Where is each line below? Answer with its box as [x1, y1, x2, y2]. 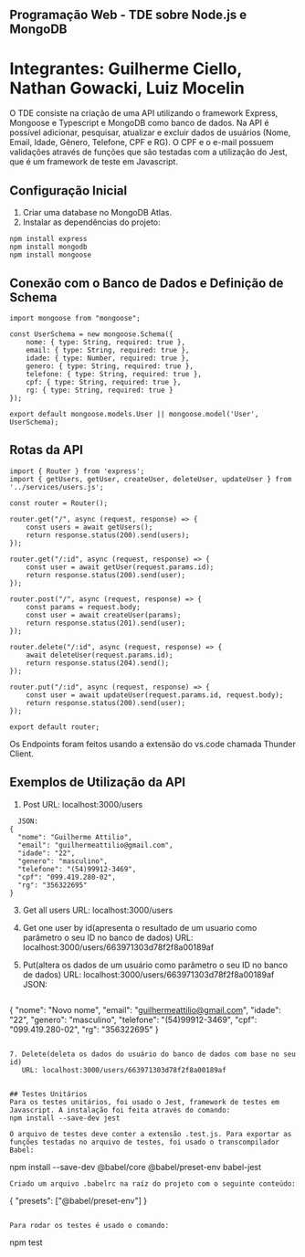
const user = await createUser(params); [26, 610, 182, 619]
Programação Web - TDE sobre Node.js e [9, 7, 247, 23]
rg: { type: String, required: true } [26, 386, 174, 395]
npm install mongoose [9, 250, 92, 259]
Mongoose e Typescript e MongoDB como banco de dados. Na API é [9, 118, 269, 129]
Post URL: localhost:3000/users [22, 798, 143, 809]
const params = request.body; [26, 602, 142, 611]
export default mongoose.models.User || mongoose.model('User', [9, 409, 259, 418]
